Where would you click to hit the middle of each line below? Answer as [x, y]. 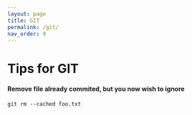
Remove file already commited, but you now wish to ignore [96, 89]
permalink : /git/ [33, 27]
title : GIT [24, 21]
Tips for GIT [43, 69]
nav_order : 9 [27, 34]
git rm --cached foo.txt [44, 104]
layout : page [27, 14]
